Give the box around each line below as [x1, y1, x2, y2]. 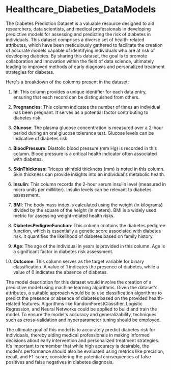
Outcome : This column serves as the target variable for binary [13, 258, 145, 264]
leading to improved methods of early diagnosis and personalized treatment [6, 64, 165, 70]
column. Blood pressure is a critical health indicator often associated [13, 150, 157, 157]
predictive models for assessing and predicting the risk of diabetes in [6, 31, 151, 37]
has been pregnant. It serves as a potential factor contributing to [13, 109, 149, 115]
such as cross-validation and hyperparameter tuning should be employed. [6, 317, 161, 323]
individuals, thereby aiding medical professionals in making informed [6, 332, 150, 338]
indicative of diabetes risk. [13, 135, 69, 141]
